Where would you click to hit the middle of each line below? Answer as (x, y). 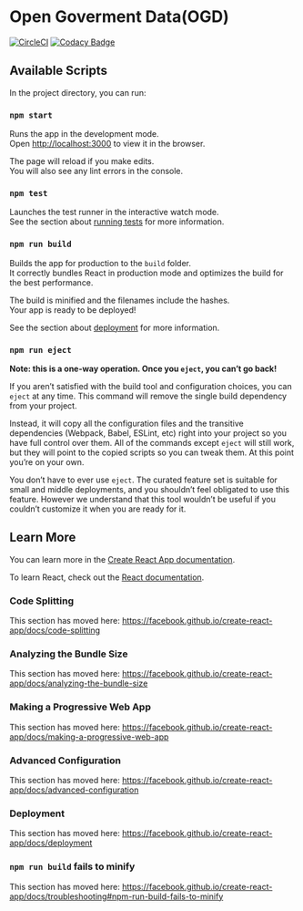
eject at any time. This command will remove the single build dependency (148, 396)
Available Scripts (58, 71)
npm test (29, 193)
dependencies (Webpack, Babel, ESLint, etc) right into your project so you (148, 433)
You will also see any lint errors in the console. (96, 171)
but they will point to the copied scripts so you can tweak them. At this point (151, 452)
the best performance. (51, 282)
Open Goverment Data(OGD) (119, 17)
